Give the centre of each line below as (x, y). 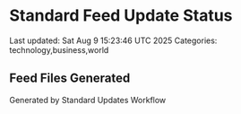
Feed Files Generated (70, 79)
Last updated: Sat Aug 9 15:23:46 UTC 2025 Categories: (113, 40)
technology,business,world (59, 49)
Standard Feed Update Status (121, 16)
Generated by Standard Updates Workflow (88, 100)
